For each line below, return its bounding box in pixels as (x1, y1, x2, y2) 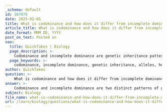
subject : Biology (5, 90, 41, 95)
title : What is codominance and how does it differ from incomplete (5, 21, 150, 26)
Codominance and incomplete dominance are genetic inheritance (14, 53, 148, 58)
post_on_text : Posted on (5, 35, 57, 40)
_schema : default (5, 7, 41, 12)
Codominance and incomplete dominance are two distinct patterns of (14, 85, 159, 91)
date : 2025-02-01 (5, 16, 41, 21)
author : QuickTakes (5, 67, 46, 72)
